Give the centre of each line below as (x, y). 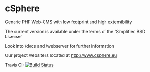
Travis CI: (15, 65)
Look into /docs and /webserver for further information (60, 46)
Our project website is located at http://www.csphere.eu (61, 55)
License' (14, 36)
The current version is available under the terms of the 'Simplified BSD (75, 31)
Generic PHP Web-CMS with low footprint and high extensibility (68, 22)
